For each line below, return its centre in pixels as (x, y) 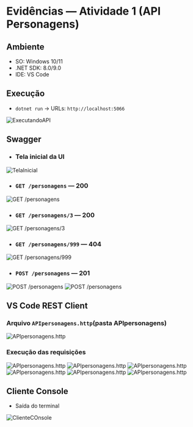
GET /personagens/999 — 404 (58, 244)
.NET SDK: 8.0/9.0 (38, 68)
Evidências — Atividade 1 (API (83, 11)
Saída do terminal (37, 406)
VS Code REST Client (47, 306)
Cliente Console (37, 391)
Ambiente (25, 47)
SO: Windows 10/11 (39, 61)
